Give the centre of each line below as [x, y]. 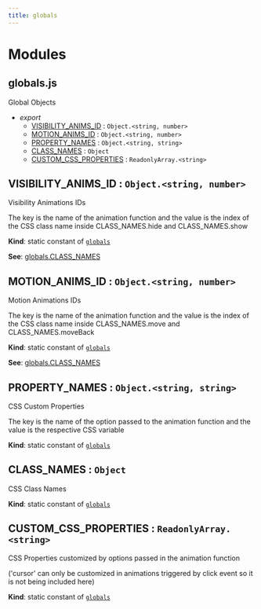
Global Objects [32, 102]
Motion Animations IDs [45, 300]
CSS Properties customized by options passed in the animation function [124, 558]
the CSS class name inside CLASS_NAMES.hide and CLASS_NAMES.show [128, 226]
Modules [37, 54]
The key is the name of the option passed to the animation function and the [129, 422]
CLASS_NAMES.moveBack [51, 332]
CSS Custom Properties [46, 406]
